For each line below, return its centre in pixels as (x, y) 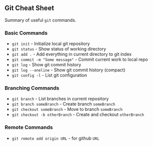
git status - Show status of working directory (59, 49)
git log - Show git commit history (46, 65)
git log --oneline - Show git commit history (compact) (68, 70)
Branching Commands (32, 88)
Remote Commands (29, 127)
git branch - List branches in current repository (60, 99)
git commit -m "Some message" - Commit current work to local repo (80, 59)
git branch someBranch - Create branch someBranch (63, 104)
